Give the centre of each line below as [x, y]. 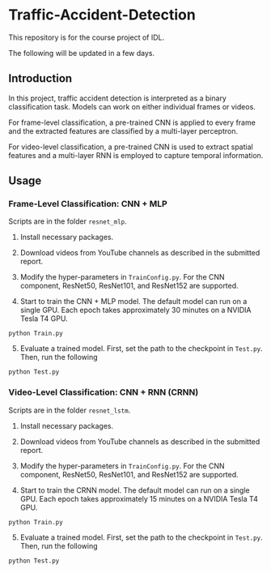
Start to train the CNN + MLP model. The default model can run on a [133, 301]
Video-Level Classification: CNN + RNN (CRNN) [104, 392]
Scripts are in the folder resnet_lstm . [70, 410]
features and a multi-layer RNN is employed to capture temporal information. [136, 155]
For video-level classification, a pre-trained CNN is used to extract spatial [131, 147]
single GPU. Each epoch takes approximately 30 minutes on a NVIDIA [136, 310]
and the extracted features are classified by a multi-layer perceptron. [123, 130]
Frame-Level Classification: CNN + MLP [88, 204]
